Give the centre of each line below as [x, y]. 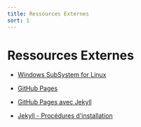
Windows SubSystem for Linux [62, 75]
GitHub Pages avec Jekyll [55, 102]
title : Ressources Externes [48, 14]
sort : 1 [19, 20]
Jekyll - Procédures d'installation [65, 116]
